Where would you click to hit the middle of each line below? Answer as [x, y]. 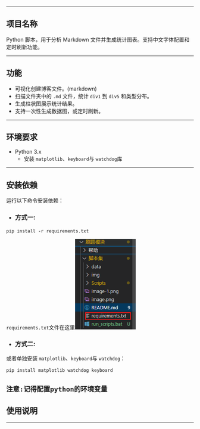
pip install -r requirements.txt [48, 231]
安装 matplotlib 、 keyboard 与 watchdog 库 [73, 159]
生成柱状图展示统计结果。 [46, 103]
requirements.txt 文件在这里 [41, 327]
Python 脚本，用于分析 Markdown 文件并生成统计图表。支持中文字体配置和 [98, 39]
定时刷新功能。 [24, 47]
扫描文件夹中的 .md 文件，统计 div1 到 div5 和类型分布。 [84, 96]
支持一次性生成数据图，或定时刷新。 [59, 111]
